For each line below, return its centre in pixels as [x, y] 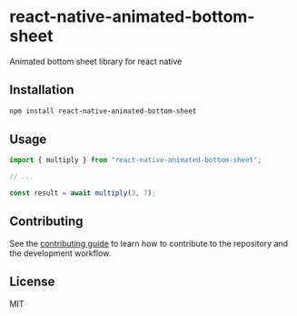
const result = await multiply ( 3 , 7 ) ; [83, 193]
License [32, 282]
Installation [42, 90]
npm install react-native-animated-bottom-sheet [103, 111]
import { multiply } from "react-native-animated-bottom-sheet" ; [135, 160]
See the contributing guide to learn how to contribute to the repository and [149, 243]
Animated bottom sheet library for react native [96, 61]
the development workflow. [60, 253]
